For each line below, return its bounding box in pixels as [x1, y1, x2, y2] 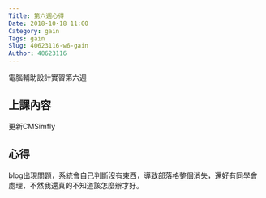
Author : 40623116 [8, 49, 67, 57]
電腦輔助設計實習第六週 [8, 73, 87, 82]
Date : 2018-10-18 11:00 [8, 19, 89, 27]
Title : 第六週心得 [8, 11, 65, 20]
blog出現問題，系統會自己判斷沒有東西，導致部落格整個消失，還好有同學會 [8, 171, 258, 180]
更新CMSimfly [8, 121, 56, 131]
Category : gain [8, 27, 60, 35]
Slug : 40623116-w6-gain [8, 42, 89, 50]
